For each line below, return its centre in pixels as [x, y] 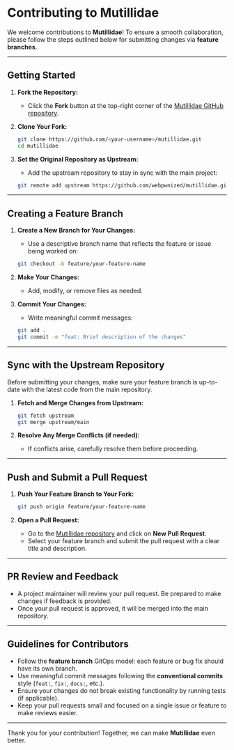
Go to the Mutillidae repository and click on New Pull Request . [117, 533]
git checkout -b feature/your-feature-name [81, 264]
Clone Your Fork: [42, 126]
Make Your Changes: [48, 277]
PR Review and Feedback [63, 577]
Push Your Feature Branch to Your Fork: [76, 494]
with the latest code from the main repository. [87, 389]
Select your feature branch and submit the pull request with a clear [124, 541]
